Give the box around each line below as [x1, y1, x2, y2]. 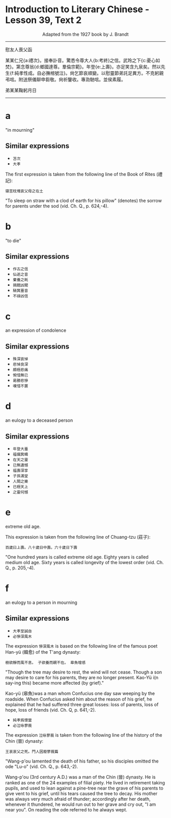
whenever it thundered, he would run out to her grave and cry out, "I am [5, 801, 156, 807]
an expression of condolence [5, 327, 67, 334]
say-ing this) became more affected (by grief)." [5, 680, 104, 686]
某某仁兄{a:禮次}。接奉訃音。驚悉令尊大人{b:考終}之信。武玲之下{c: [5, 57, 147, 63]
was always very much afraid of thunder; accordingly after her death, [5, 796, 151, 802]
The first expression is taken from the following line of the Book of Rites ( [5, 171, 158, 177]
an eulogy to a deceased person [5, 417, 73, 423]
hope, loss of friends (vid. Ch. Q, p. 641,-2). [5, 707, 96, 713]
